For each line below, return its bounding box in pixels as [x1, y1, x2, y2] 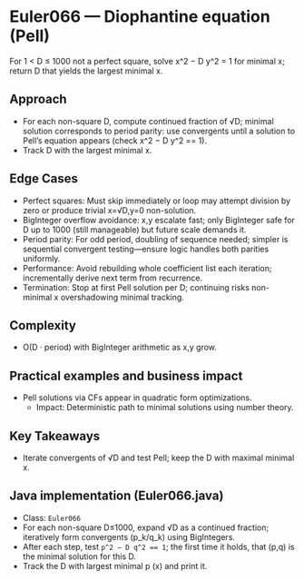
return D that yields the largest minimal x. [9, 65, 163, 76]
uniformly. [22, 252, 61, 264]
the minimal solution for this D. [22, 551, 137, 562]
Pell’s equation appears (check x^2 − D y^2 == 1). [22, 134, 207, 146]
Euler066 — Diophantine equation [9, 6, 270, 27]
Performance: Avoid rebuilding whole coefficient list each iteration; [22, 262, 272, 273]
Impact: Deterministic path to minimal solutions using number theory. [35, 402, 294, 413]
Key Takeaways [9, 428, 101, 444]
